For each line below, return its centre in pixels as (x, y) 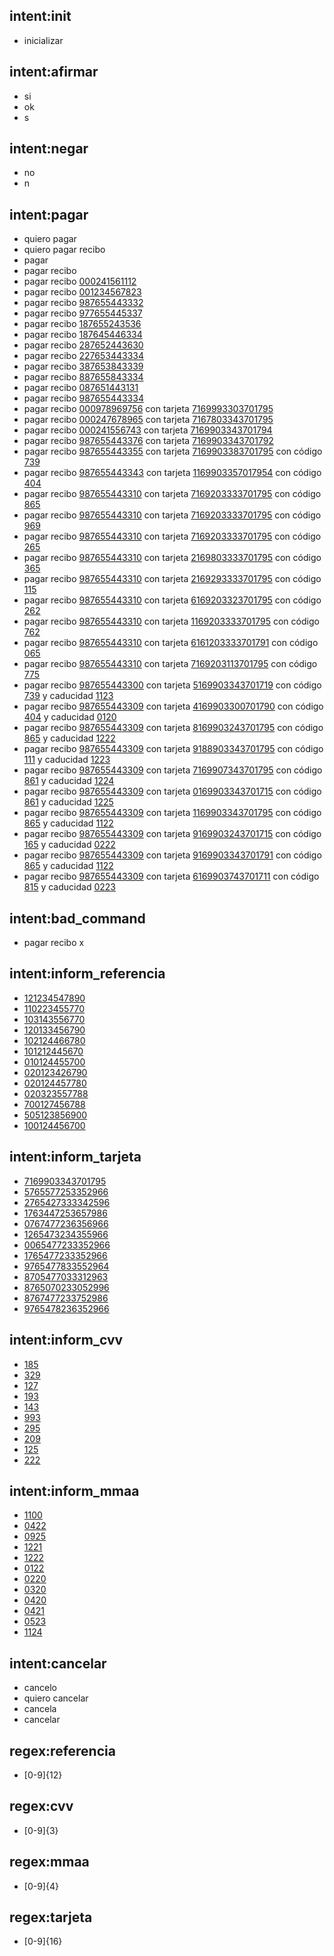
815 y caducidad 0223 (69, 887)
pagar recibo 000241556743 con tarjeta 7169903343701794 (148, 430)
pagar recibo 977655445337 (83, 313)
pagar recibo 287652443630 (83, 345)
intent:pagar (49, 214)
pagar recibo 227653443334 (84, 356)
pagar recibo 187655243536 (82, 324)
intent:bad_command (77, 918)
